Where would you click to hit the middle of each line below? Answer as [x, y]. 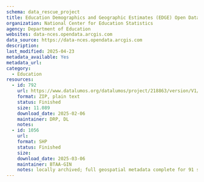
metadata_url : [24, 62]
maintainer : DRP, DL [43, 119]
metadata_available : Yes [38, 57]
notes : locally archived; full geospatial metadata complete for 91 [106, 170]
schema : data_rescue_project [43, 12]
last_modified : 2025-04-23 [40, 52]
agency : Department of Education [49, 29]
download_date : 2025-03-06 [51, 158]
